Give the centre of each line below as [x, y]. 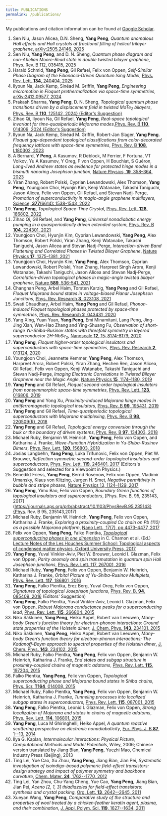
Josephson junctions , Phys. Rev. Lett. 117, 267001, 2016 [69, 565]
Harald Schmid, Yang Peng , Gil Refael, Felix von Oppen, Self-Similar [82, 70]
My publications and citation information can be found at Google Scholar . [80, 28]
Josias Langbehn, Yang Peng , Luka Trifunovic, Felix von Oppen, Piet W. [86, 453]
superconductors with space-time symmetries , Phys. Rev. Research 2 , [84, 348]
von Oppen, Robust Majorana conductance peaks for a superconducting [87, 607]
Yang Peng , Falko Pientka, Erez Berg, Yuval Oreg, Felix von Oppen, [81, 586]
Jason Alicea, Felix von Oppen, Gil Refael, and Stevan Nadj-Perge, [80, 193]
